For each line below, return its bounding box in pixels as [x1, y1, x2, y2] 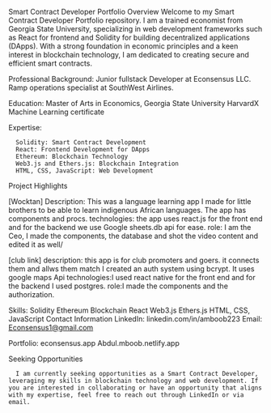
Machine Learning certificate [8, 107, 105, 117]
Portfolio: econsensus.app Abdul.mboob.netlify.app [8, 338, 180, 347]
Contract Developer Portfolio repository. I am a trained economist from [8, 15, 243, 25]
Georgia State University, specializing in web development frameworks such [8, 24, 263, 33]
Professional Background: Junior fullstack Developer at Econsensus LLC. [8, 75, 252, 83]
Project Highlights [8, 181, 68, 190]
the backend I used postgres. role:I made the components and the [8, 281, 229, 291]
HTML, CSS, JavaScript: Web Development [15, 167, 154, 175]
